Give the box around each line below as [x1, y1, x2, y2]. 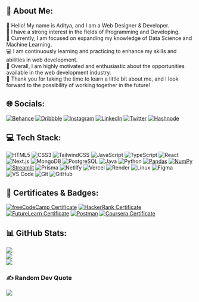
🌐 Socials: [6, 99, 45, 109]
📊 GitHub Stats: [6, 228, 67, 238]
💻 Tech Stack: [6, 132, 61, 143]
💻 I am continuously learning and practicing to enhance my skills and [6, 47, 177, 54]
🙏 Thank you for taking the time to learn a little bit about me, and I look [6, 75, 179, 82]
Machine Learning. [6, 41, 52, 48]
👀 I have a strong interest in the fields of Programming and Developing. [6, 28, 180, 35]
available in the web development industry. [6, 69, 111, 76]
